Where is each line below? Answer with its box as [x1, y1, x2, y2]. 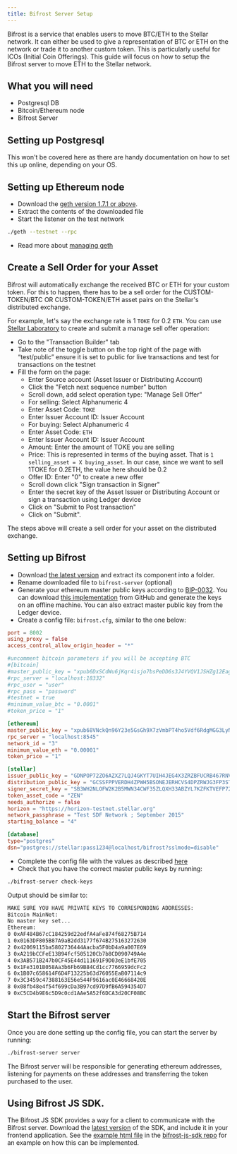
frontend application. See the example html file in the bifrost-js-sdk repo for [7, 1131, 227, 1140]
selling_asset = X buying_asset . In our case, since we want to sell [28, 457, 224, 466]
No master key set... [7, 918, 71, 925]
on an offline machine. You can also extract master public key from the [17, 601, 224, 609]
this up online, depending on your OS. [7, 160, 118, 169]
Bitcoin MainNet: [7, 911, 59, 918]
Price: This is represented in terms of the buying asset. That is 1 [28, 450, 214, 459]
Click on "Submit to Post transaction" [28, 503, 136, 511]
